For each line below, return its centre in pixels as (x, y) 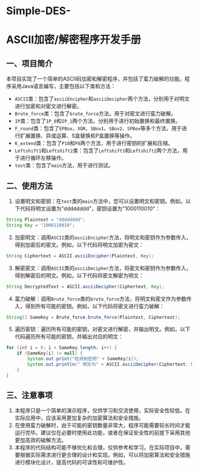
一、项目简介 (29, 63)
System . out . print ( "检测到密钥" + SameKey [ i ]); (83, 359)
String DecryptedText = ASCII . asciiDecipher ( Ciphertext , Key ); (85, 286)
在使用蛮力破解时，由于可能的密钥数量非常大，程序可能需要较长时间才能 (102, 425)
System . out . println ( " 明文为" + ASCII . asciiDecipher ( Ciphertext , (108, 364)
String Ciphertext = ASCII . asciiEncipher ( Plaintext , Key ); (80, 256)
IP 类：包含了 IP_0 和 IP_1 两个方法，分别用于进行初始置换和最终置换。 (98, 121)
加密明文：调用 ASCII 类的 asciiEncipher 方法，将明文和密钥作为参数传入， (103, 237)
